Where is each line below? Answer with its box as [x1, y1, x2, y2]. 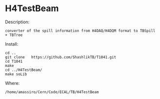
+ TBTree [5, 33, 23, 37]
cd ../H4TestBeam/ [5, 67, 42, 72]
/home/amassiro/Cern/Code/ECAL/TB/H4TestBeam [5, 89, 99, 95]
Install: [5, 41, 18, 47]
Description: [5, 19, 30, 25]
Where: [5, 80, 20, 86]
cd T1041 [5, 59, 23, 64]
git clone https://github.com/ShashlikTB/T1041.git [5, 54, 117, 60]
